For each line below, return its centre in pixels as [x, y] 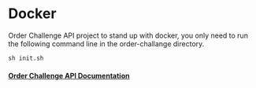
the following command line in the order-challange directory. [106, 43]
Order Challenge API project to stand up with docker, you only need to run [128, 35]
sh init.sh [26, 58]
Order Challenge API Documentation [69, 75]
